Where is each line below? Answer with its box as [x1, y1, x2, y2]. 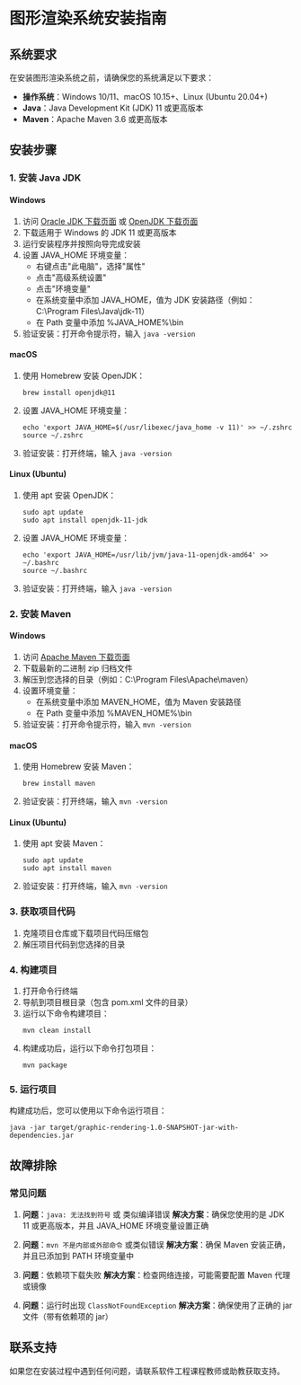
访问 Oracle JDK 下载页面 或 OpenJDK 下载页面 [22, 216, 199, 226]
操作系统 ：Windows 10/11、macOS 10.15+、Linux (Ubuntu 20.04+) [22, 92, 268, 101]
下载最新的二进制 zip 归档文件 [22, 663, 133, 674]
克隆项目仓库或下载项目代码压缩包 [22, 927, 149, 939]
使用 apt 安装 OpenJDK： [22, 490, 117, 500]
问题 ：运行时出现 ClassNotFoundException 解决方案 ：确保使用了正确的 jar [22, 1300, 293, 1311]
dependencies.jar [9, 1131, 75, 1141]
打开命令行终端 [22, 985, 78, 997]
